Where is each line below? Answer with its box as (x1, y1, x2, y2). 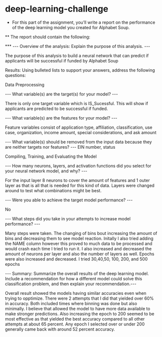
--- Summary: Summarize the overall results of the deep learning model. (5, 270, 149, 276)
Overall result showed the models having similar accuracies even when (5, 290, 147, 296)
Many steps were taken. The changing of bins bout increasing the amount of (5, 230, 158, 236)
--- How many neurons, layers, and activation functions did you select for (5, 163, 151, 168)
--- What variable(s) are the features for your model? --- (5, 115, 118, 121)
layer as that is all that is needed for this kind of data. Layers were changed (5, 183, 155, 188)
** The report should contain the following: (5, 34, 90, 40)
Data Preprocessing (5, 81, 44, 88)
